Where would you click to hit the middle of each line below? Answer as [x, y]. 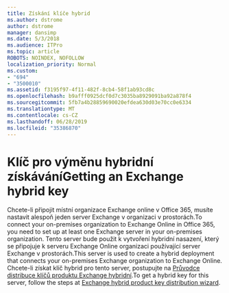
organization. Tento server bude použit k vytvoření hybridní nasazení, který [113, 239]
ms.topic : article [33, 52]
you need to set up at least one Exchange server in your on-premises [105, 232]
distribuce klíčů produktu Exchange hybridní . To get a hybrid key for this [108, 275]
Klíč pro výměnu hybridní [81, 162]
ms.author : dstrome [35, 20]
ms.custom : [23, 71]
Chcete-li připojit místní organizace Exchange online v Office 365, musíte [110, 210]
